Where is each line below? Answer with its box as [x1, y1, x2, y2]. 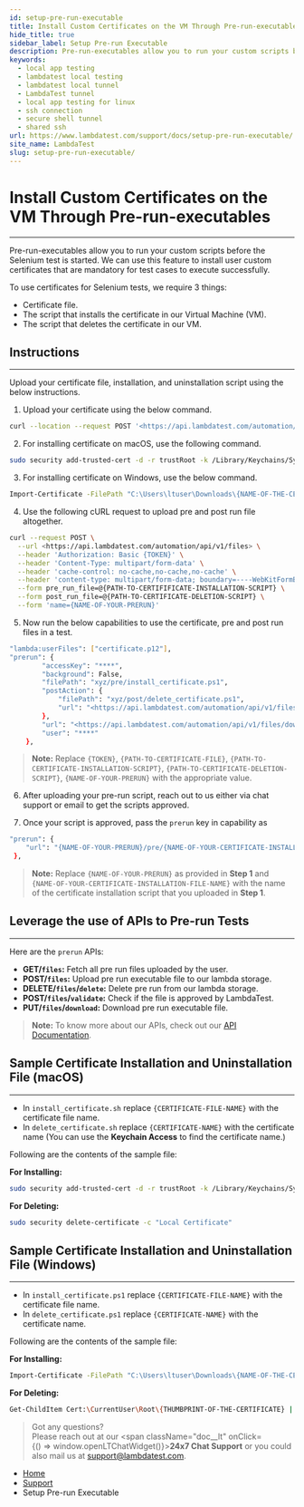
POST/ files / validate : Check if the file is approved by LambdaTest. [22, 992, 274, 1003]
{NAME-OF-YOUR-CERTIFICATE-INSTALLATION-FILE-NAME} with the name [31, 878, 286, 888]
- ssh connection [17, 106, 83, 115]
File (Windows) [9, 1257, 97, 1272]
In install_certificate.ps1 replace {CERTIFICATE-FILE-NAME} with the [22, 1290, 283, 1300]
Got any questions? [31, 1421, 104, 1432]
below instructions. [9, 387, 81, 398]
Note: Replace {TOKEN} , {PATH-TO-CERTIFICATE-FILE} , [31, 753, 229, 764]
